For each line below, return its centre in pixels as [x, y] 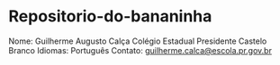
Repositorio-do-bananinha [110, 16]
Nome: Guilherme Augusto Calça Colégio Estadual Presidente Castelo [138, 41]
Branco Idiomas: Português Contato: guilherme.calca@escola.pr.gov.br [140, 50]
